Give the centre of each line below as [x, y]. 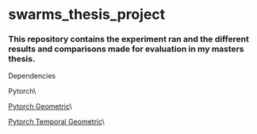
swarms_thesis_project [87, 15]
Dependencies [32, 76]
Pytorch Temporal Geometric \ [57, 122]
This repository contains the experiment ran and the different [129, 39]
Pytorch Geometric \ [40, 106]
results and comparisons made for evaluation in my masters [126, 49]
